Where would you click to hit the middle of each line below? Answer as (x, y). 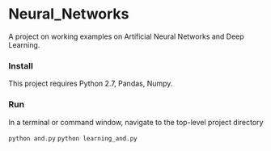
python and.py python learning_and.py (73, 138)
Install (21, 65)
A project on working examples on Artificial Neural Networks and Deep (126, 36)
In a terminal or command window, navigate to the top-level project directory (136, 122)
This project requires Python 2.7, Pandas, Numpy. (91, 84)
